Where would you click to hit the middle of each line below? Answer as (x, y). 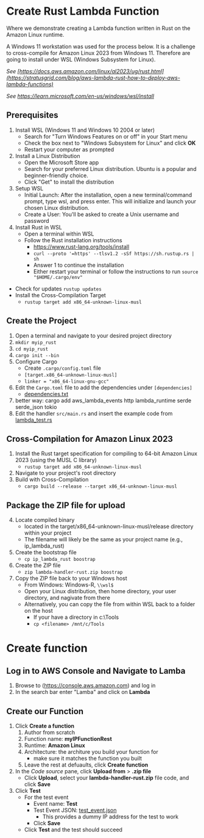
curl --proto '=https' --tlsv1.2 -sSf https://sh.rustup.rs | (114, 254)
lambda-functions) (30, 84)
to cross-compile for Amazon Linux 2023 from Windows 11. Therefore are (98, 52)
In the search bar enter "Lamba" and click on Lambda (83, 692)
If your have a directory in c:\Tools (76, 617)
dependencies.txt (46, 394)
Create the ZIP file (38, 565)
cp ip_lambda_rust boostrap (60, 560)
